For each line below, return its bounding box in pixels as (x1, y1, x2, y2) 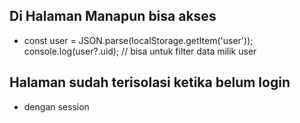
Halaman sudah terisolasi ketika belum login (9, 74, 291, 91)
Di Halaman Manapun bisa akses (9, 8, 217, 25)
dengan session (23, 100, 90, 113)
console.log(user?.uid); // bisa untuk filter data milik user (23, 45, 257, 57)
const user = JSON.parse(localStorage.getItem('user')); (23, 34, 254, 46)
